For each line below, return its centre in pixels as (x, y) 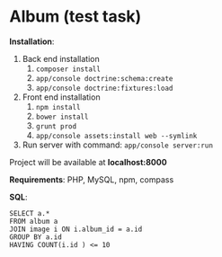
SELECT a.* (30, 213)
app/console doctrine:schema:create (104, 78)
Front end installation (61, 97)
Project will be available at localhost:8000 (89, 162)
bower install (62, 117)
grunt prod (56, 126)
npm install (58, 107)
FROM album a (34, 221)
